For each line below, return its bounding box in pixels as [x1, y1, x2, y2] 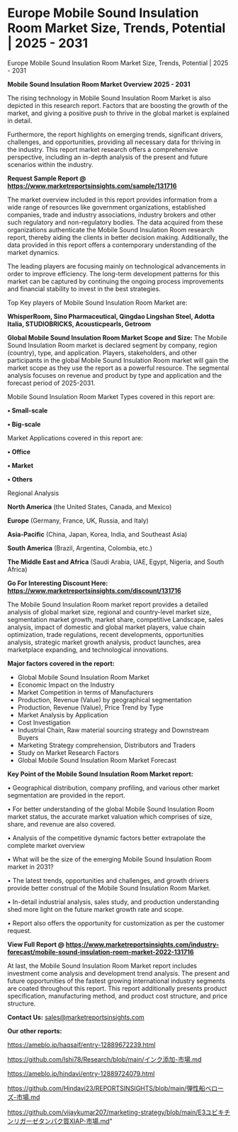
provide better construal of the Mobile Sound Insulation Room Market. [7, 883, 211, 892]
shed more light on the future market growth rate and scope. [7, 905, 184, 913]
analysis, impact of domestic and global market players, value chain [7, 623, 205, 631]
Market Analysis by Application [17, 710, 108, 719]
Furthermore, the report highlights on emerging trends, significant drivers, [7, 130, 223, 138]
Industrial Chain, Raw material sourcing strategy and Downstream [17, 726, 209, 734]
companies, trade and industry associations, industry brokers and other [7, 210, 216, 219]
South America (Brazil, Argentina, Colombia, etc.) [7, 543, 153, 552]
